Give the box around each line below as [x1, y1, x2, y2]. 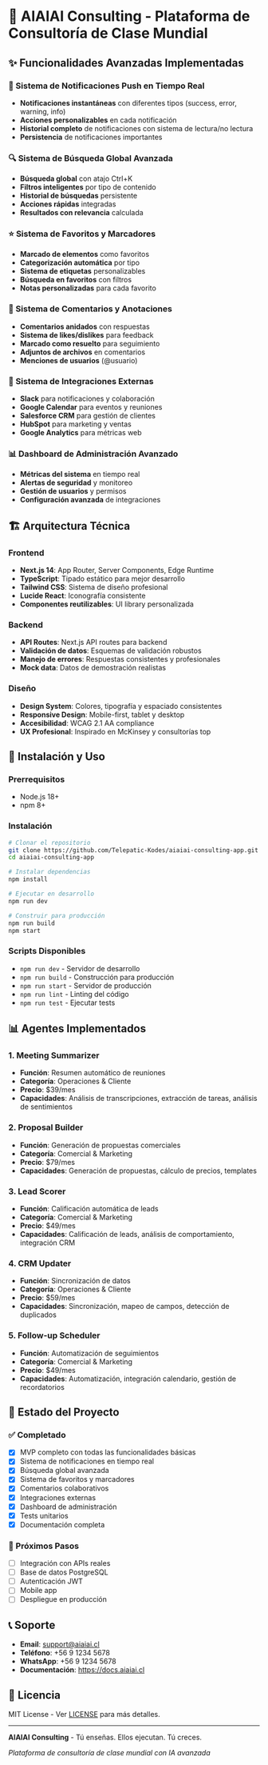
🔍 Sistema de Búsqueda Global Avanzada [8, 152, 173, 163]
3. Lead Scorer [8, 1186, 66, 1197]
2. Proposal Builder [8, 1122, 84, 1133]
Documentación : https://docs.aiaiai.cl [19, 1665, 145, 1675]
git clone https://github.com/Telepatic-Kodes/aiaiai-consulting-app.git [8, 846, 259, 854]
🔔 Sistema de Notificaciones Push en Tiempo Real [8, 80, 205, 91]
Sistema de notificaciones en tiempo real [19, 1456, 154, 1467]
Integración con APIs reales [19, 1559, 111, 1568]
